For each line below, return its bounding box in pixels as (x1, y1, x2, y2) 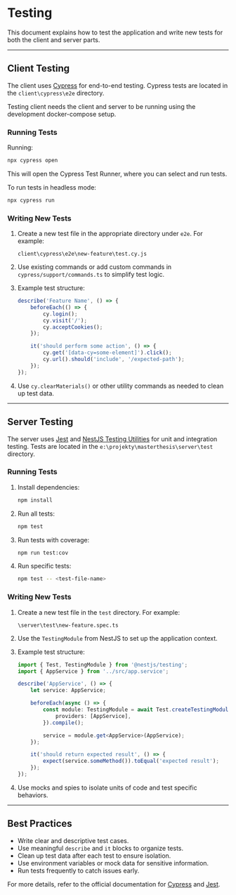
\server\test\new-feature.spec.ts (17, 622, 119, 629)
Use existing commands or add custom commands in (17, 263, 172, 271)
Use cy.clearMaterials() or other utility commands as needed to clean (17, 381, 224, 390)
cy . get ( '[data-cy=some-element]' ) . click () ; (43, 349, 172, 356)
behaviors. (17, 790, 48, 799)
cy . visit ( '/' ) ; (43, 317, 88, 324)
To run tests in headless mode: (7, 183, 97, 191)
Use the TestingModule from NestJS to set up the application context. (17, 634, 218, 642)
